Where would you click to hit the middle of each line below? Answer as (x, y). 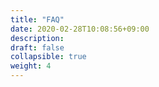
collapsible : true (48, 57)
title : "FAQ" (37, 19)
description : (37, 38)
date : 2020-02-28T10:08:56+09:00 (80, 29)
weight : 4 (31, 66)
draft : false (37, 47)
